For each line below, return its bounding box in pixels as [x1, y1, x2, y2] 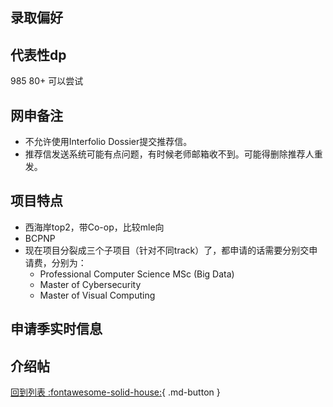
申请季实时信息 [10, 321, 103, 338]
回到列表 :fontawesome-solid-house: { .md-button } [10, 386, 221, 398]
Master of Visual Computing [39, 289, 156, 301]
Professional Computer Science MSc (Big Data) [39, 268, 235, 280]
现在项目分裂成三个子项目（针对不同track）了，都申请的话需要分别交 [24, 244, 310, 256]
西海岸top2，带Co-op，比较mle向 [24, 221, 165, 233]
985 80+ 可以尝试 [10, 75, 84, 87]
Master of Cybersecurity [39, 278, 142, 290]
